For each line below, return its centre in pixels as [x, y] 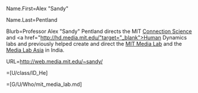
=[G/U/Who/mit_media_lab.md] [44, 84]
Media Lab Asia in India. [35, 50]
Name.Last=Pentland [32, 20]
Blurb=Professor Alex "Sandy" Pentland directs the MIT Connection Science [99, 31]
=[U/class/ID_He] [27, 73]
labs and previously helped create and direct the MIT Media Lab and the [94, 44]
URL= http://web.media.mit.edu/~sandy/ [55, 62]
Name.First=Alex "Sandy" [37, 9]
